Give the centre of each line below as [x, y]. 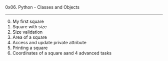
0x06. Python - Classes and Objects [42, 7]
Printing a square [30, 48]
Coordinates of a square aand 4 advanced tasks [62, 53]
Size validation [27, 32]
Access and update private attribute [49, 42]
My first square [28, 21]
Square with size [29, 27]
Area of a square [30, 37]
